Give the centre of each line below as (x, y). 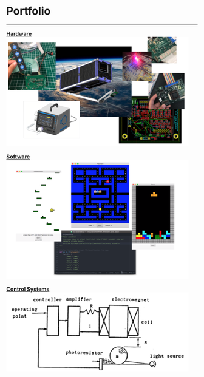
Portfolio (29, 11)
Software (18, 157)
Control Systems (28, 289)
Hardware (19, 33)
